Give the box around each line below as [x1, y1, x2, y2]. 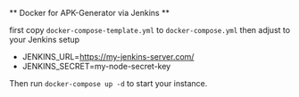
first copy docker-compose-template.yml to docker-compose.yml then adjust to [9, 25, 291, 35]
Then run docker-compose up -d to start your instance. [9, 78, 208, 88]
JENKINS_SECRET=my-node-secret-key [21, 61, 171, 71]
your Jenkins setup [9, 35, 80, 44]
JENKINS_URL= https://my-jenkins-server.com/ [21, 52, 195, 61]
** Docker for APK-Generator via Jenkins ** [9, 8, 170, 18]
